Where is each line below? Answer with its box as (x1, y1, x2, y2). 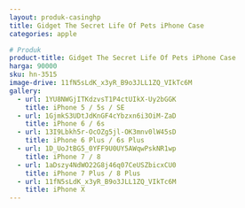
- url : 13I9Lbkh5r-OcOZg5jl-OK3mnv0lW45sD (17, 127, 177, 137)
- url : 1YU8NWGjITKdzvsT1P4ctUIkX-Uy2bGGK (17, 95, 177, 104)
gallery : (9, 86, 42, 96)
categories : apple (9, 29, 77, 38)
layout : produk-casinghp (9, 12, 101, 22)
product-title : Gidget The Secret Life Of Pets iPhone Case (9, 54, 237, 63)
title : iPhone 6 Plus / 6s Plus (25, 136, 145, 145)
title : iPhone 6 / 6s (25, 119, 105, 128)
